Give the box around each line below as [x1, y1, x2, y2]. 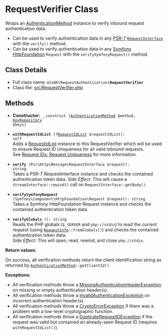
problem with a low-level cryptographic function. [12, 308, 114, 314]
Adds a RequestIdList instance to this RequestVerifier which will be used [12, 141, 162, 147]
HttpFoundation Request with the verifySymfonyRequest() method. [12, 51, 149, 57]
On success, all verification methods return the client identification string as [5, 257, 162, 263]
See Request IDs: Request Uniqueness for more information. [12, 151, 137, 157]
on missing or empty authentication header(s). [12, 287, 109, 293]
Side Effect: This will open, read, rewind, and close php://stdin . [12, 237, 144, 243]
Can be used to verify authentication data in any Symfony [12, 46, 131, 52]
